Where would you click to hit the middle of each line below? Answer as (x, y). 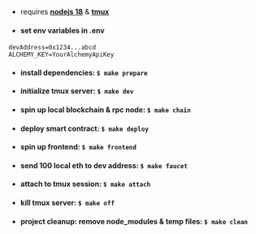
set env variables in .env (62, 30)
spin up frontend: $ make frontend (78, 147)
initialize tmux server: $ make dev (77, 91)
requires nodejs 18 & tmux (65, 12)
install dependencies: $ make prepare (84, 72)
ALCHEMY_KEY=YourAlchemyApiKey (61, 55)
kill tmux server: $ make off (67, 202)
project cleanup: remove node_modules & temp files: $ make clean (134, 221)
